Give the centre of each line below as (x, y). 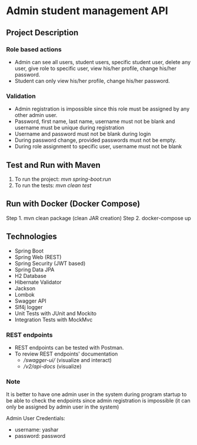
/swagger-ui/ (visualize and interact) (67, 360)
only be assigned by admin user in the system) (63, 407)
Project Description (42, 33)
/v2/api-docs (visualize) (52, 366)
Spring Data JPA (34, 270)
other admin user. (36, 115)
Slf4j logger (29, 307)
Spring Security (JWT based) (50, 263)
